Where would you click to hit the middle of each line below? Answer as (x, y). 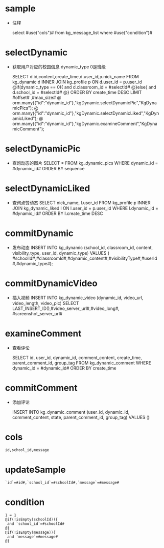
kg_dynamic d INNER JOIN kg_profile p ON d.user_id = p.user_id (77, 82)
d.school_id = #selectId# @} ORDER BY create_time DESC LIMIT (77, 92)
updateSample (35, 470)
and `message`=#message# (32, 537)
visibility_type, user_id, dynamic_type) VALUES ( (61, 253)
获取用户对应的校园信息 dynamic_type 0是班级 (59, 66)
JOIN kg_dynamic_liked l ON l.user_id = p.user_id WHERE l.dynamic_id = (85, 208)
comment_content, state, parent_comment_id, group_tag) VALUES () (81, 417)
